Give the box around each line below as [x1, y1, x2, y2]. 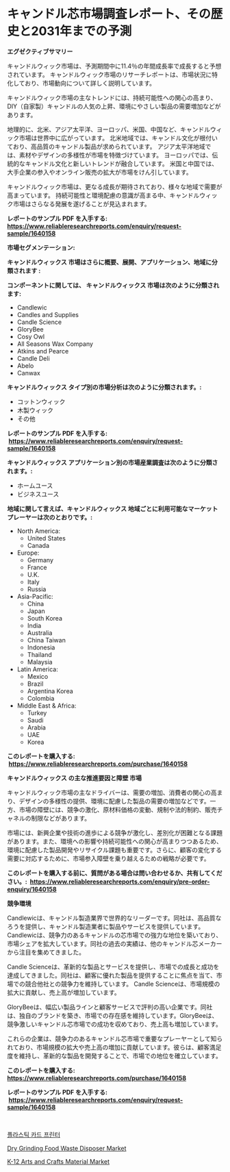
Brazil [27, 679, 44, 688]
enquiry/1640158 [7, 885, 57, 893]
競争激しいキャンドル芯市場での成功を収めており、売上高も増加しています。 [7, 1020, 222, 1028]
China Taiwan [27, 636, 66, 644]
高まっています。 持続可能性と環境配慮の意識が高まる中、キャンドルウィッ [7, 191, 218, 199]
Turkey [27, 708, 47, 716]
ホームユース [16, 481, 53, 490]
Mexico [27, 672, 49, 680]
